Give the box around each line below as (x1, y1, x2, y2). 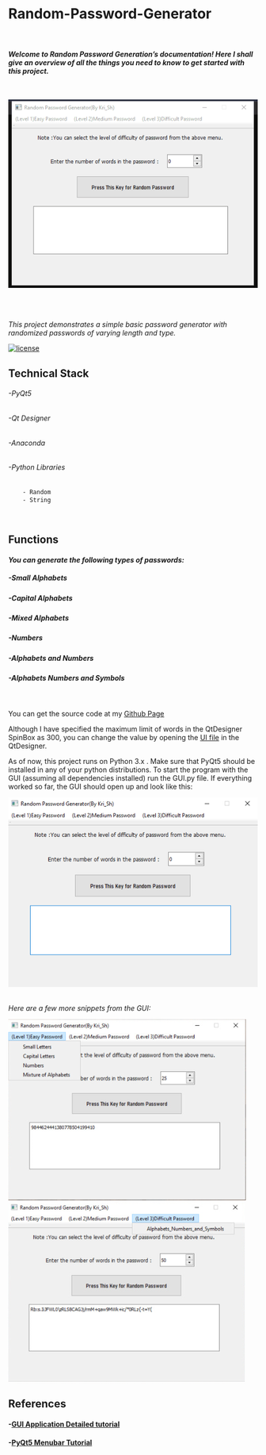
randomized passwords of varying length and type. (8, 328, 177, 338)
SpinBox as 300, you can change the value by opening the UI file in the (8, 732, 240, 742)
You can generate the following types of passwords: (8, 555, 184, 564)
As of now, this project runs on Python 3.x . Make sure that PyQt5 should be (8, 756, 256, 766)
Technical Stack (8, 367, 89, 380)
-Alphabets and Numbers (8, 653, 94, 662)
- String (22, 496, 51, 504)
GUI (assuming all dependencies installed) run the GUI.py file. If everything (8, 773, 253, 782)
